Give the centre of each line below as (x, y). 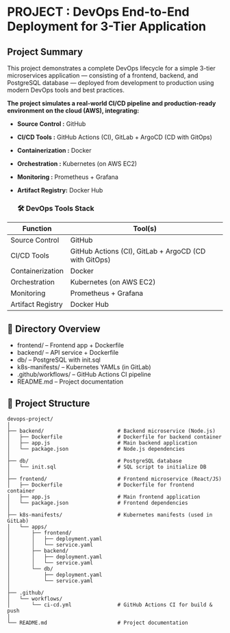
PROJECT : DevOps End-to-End (98, 12)
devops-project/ (30, 419)
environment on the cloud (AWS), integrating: (73, 111)
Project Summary (45, 52)
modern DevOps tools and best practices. (66, 90)
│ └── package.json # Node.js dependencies (96, 449)
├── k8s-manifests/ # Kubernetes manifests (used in (110, 514)
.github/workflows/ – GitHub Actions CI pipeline (84, 375)
